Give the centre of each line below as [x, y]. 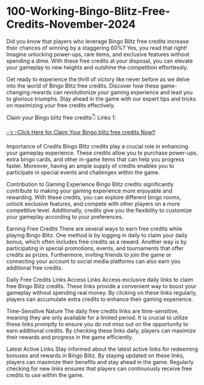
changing [18, 92]
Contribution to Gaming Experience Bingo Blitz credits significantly [90, 184]
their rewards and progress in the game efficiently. [70, 337]
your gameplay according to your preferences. [65, 216]
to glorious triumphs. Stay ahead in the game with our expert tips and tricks [101, 99]
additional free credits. [35, 267]
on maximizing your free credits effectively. [61, 105]
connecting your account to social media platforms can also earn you [93, 261]
